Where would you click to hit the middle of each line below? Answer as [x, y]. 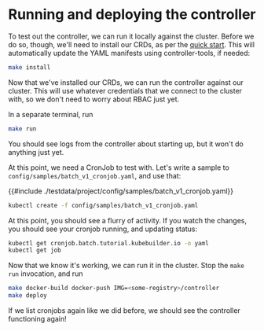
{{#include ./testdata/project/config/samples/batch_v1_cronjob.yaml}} [121, 191]
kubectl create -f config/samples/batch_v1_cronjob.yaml [103, 205]
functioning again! [37, 319]
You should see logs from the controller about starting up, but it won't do [126, 144]
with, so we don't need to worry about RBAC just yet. [94, 99]
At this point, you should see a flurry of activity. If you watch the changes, [128, 220]
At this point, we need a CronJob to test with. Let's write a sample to [119, 167]
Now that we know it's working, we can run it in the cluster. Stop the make [126, 266]
